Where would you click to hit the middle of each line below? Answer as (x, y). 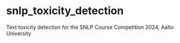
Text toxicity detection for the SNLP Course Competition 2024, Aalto (90, 27)
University (19, 33)
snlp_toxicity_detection (65, 11)
